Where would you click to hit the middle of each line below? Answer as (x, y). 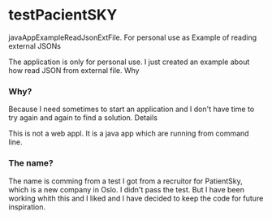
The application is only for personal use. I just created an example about (129, 62)
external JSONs (35, 45)
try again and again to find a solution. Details (83, 118)
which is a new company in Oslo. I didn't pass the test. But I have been (127, 189)
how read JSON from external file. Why (74, 70)
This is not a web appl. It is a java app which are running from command (129, 134)
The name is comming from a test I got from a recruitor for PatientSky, (125, 181)
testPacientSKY (63, 15)
